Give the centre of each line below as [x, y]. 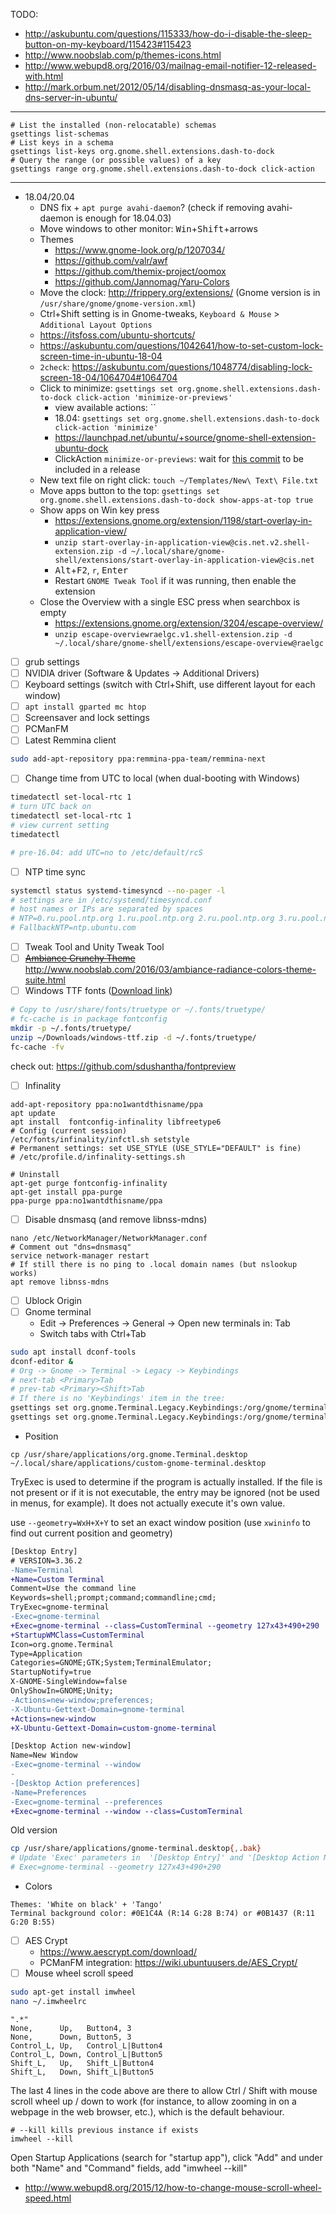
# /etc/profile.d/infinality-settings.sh [98, 1157]
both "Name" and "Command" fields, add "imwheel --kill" [129, 2168]
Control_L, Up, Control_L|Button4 [86, 2045]
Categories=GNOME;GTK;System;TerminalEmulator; [111, 1663]
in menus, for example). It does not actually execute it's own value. [148, 1503]
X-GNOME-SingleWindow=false [69, 1682]
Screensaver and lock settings [87, 718]
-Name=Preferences [48, 1792]
